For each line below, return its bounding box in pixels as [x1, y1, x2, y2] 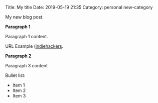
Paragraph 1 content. [5, 34, 49, 39]
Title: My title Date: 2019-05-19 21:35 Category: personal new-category [5, 5, 153, 10]
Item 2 [12, 87, 26, 93]
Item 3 [12, 93, 26, 98]
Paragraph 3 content [5, 63, 48, 68]
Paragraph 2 [5, 53, 32, 59]
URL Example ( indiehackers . [5, 43, 64, 49]
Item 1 [12, 82, 25, 88]
